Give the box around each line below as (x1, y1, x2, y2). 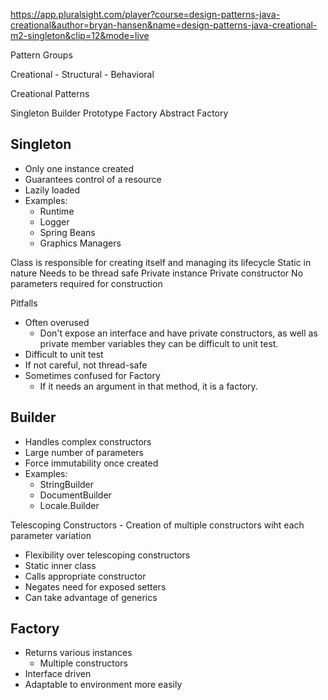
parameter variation (10, 529, 92, 541)
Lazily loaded (24, 184, 81, 196)
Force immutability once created (24, 457, 159, 469)
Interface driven (24, 668, 92, 680)
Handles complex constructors (24, 435, 152, 448)
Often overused (24, 316, 90, 328)
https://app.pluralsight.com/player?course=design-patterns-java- (10, 9, 281, 20)
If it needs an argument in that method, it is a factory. (39, 380, 258, 392)
